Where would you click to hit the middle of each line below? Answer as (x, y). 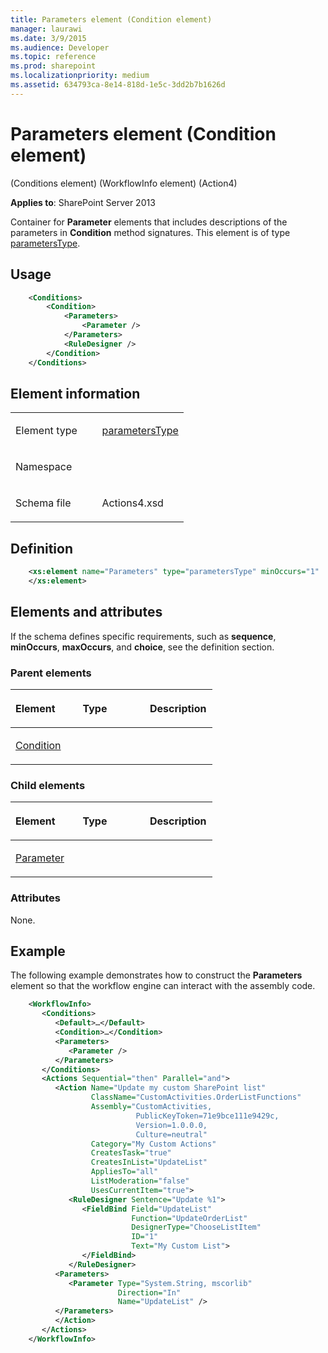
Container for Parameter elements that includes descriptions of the (149, 222)
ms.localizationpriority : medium (80, 76)
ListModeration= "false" (140, 1181)
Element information (75, 393)
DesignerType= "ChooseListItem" (196, 1227)
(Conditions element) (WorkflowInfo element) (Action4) (124, 183)
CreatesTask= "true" (131, 1153)
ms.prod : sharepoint (53, 66)
